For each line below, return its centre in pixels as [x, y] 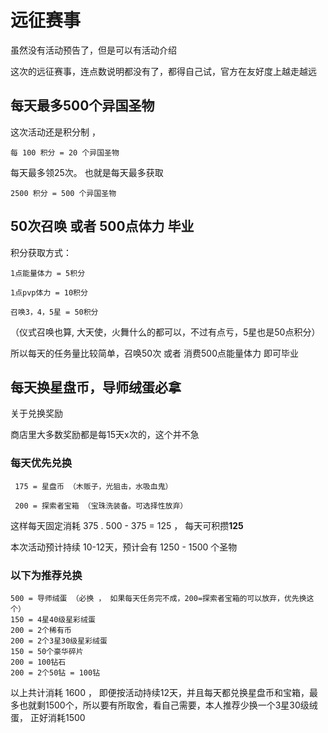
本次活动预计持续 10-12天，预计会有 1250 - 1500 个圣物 [124, 547]
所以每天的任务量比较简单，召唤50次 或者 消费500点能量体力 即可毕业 [154, 353]
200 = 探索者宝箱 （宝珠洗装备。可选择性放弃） [101, 506]
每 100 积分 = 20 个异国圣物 [65, 152]
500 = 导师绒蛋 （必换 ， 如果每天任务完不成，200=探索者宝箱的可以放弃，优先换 [158, 598]
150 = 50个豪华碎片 [47, 651]
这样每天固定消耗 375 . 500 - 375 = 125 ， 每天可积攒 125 [127, 525]
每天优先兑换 [41, 463]
